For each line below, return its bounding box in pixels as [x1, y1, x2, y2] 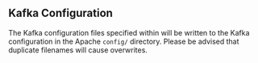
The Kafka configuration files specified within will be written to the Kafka [8, 27, 250, 37]
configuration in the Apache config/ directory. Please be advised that [8, 36, 239, 46]
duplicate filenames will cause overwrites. [8, 44, 148, 55]
